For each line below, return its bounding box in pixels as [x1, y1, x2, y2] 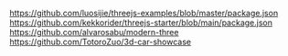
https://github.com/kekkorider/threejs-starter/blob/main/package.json [9, 17, 272, 28]
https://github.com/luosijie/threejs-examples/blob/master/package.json [9, 8, 279, 18]
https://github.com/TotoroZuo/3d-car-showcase [9, 36, 192, 47]
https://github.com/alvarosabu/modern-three [9, 27, 179, 37]
